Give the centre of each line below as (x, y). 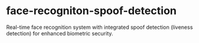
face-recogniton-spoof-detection (91, 11)
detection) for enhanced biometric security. (60, 33)
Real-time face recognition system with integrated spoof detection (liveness (99, 27)
